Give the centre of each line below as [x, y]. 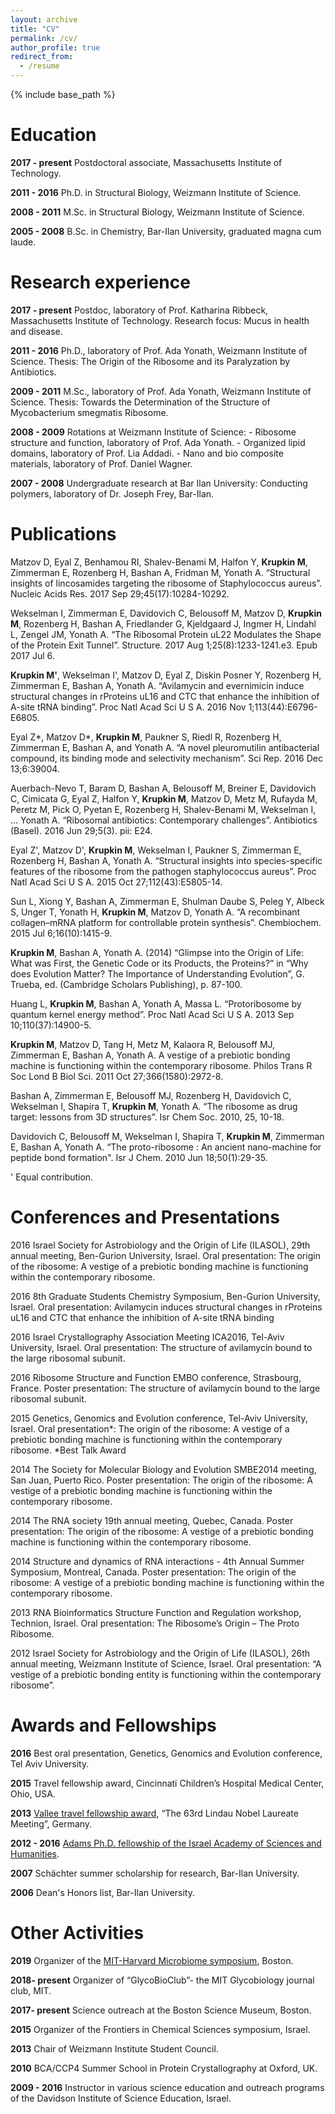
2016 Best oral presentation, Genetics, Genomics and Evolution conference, [166, 1753]
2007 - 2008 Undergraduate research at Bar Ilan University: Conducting [159, 483]
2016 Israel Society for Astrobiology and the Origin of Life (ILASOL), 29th [160, 1245]
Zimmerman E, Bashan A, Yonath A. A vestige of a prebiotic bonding [150, 1055]
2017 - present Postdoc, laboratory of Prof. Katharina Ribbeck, [139, 310]
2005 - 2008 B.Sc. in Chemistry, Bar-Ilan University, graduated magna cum [166, 231]
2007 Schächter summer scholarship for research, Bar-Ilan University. [155, 1873]
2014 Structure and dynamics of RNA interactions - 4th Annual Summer [157, 1561]
